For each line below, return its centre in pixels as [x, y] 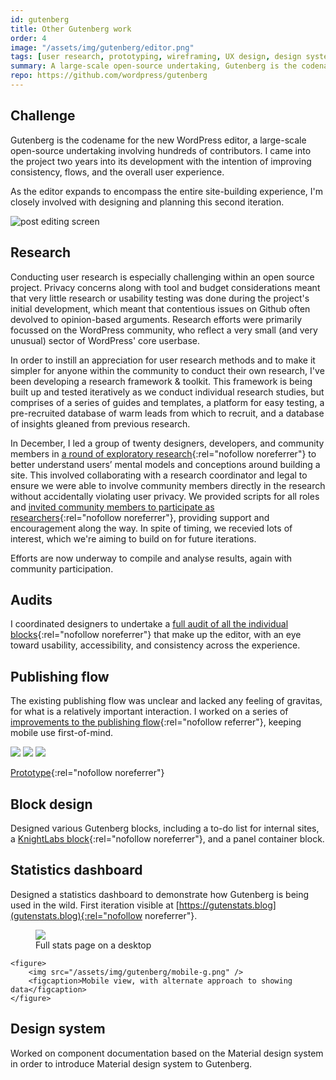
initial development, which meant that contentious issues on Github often [160, 308]
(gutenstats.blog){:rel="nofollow [76, 915]
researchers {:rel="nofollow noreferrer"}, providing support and [140, 517]
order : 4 [28, 38]
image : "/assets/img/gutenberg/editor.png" [102, 47]
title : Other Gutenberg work [71, 29]
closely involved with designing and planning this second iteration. [147, 202]
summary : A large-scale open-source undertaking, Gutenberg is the [154, 66]
